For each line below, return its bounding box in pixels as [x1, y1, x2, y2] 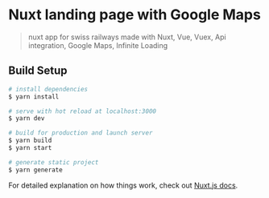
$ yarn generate [8, 166, 63, 174]
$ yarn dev [8, 115, 45, 123]
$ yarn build [8, 136, 52, 145]
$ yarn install [8, 92, 60, 101]
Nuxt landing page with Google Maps [8, 6, 262, 24]
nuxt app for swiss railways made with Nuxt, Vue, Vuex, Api [27, 32, 227, 42]
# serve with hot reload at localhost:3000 [8, 107, 157, 115]
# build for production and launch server [8, 129, 153, 137]
